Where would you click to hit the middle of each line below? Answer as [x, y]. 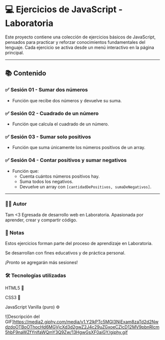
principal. [15, 53]
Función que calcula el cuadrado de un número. [60, 124]
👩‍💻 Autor [16, 204]
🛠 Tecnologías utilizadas [36, 276]
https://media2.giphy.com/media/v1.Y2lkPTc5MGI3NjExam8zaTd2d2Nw [86, 322]
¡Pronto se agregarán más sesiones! [41, 263]
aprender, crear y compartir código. [41, 220]
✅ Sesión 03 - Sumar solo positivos [48, 137]
